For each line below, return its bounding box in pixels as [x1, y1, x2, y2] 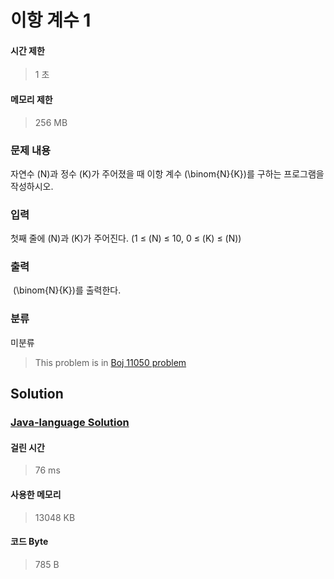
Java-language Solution [10, 416, 130, 430]
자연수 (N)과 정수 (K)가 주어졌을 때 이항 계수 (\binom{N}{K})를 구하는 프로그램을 [10, 167, 325, 180]
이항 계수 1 [10, 9, 92, 32]
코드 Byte [10, 536, 49, 548]
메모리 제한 [10, 93, 53, 105]
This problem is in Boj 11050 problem [34, 356, 187, 368]
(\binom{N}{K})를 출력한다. [12, 284, 122, 296]
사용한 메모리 [10, 488, 62, 500]
